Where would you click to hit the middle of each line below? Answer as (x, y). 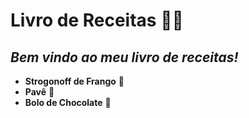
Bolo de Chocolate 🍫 (68, 102)
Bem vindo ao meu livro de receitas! (124, 57)
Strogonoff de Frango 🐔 (74, 81)
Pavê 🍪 (39, 92)
